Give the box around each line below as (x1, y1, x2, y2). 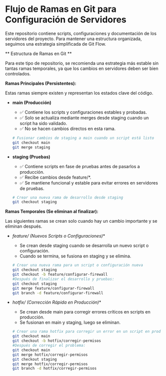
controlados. (5, 70, 31, 76)
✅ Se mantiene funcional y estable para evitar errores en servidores (19, 180, 158, 186)
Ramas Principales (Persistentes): (5, 80, 77, 86)
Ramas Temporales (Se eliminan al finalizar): (5, 208, 99, 214)
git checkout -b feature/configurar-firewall (12, 272, 108, 277)
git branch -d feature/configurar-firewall (12, 290, 104, 296)
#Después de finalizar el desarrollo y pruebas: (12, 276, 115, 281)
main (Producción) (12, 99, 52, 105)
